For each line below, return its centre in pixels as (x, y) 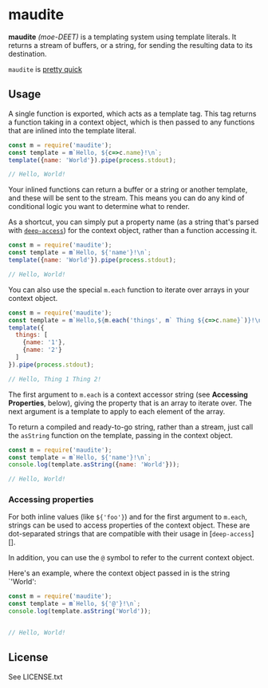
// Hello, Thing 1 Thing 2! (55, 379)
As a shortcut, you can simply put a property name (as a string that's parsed (134, 222)
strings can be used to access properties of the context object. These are (129, 525)
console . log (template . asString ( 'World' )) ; (80, 611)
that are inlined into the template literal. (73, 130)
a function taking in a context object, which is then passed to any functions (132, 122)
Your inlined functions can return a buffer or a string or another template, (128, 190)
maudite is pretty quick (45, 69)
